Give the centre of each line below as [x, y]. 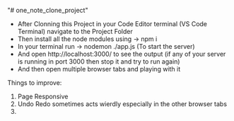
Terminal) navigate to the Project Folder [75, 31]
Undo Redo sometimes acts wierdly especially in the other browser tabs [122, 104]
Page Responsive [43, 96]
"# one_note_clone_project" [48, 10]
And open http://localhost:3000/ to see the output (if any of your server [122, 54]
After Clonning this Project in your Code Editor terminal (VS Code [112, 24]
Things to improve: [35, 83]
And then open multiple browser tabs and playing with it [99, 69]
